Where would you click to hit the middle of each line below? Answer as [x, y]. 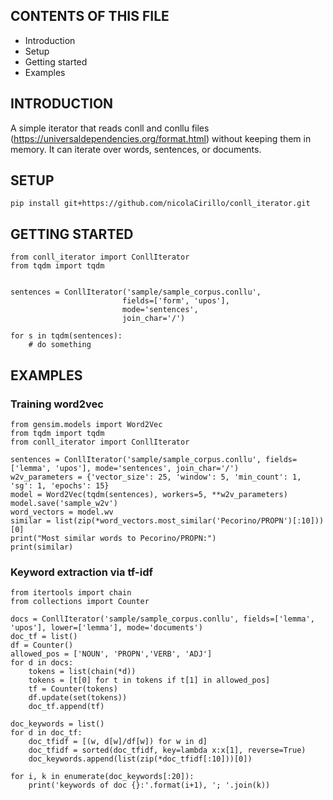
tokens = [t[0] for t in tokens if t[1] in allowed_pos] [149, 680]
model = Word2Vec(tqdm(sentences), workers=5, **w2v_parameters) [149, 494]
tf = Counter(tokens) [73, 689]
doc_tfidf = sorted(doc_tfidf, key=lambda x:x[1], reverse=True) [167, 750]
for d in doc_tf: [46, 733]
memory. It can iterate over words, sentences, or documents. [136, 149]
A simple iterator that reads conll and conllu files [110, 128]
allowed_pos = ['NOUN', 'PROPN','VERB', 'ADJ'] [111, 654]
